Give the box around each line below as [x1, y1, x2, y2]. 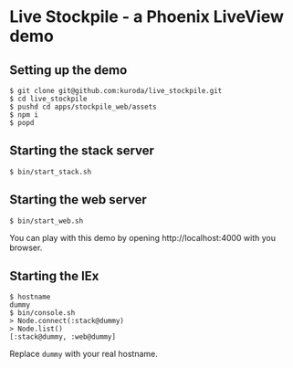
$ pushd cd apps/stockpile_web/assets [9, 102, 157, 111]
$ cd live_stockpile [9, 94, 89, 103]
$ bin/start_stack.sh [9, 167, 92, 176]
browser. [9, 242, 43, 253]
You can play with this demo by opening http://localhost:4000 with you [9, 232, 277, 243]
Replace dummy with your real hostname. [9, 349, 158, 360]
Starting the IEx [9, 268, 99, 284]
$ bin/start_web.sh [9, 216, 84, 226]
